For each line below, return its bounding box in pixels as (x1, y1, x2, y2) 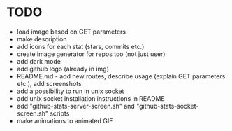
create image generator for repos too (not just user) (16, 50, 166, 58)
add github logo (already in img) (16, 64, 110, 73)
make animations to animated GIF (16, 116, 113, 125)
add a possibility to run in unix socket (16, 87, 124, 95)
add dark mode (16, 57, 61, 65)
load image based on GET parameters (16, 27, 126, 36)
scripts (49, 109, 70, 118)
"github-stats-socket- (136, 102, 199, 110)
